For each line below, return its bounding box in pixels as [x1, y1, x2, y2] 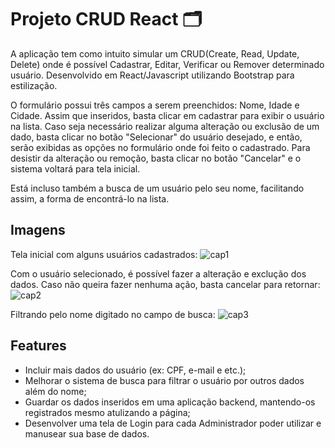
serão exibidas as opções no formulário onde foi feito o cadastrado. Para [10, 141, 311, 153]
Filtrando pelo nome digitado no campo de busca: [10, 308, 216, 320]
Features [10, 337, 67, 355]
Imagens [10, 222, 66, 239]
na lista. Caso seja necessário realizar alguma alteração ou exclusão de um [10, 120, 320, 132]
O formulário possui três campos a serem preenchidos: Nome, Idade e [10, 99, 300, 111]
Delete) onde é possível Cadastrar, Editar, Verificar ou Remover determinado [10, 58, 325, 70]
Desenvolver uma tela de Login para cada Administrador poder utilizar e [24, 417, 322, 429]
